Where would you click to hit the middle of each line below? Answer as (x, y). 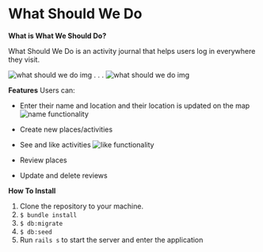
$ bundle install (48, 215)
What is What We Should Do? (57, 36)
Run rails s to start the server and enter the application (111, 239)
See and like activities (55, 144)
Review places (43, 160)
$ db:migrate (41, 223)
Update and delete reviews (64, 175)
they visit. (24, 59)
